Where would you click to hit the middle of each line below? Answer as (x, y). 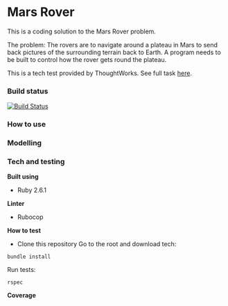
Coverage (21, 296)
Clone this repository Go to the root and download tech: (97, 244)
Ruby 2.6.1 (32, 190)
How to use (27, 124)
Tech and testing (36, 162)
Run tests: (21, 270)
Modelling (25, 143)
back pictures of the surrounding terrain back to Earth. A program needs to (114, 52)
